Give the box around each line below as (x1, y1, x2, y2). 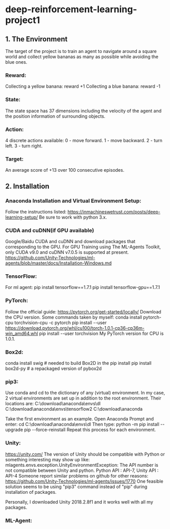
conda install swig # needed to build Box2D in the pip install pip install (5, 360, 152, 366)
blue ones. (5, 59, 27, 65)
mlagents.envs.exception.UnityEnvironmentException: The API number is (5, 462, 159, 468)
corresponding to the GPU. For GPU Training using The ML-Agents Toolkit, (5, 244, 161, 250)
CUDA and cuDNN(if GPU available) (5, 227, 94, 234)
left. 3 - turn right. (5, 143, 43, 149)
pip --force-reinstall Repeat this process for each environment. (24, 427, 156, 433)
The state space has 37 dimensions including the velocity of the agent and (5, 108, 162, 114)
